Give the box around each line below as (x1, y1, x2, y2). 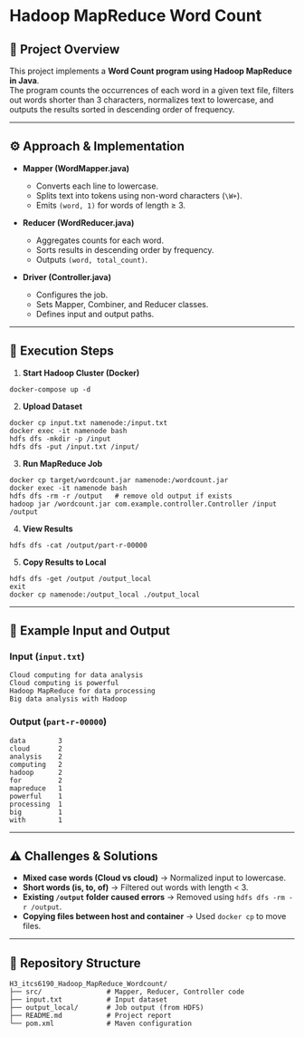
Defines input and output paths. (35, 308, 155, 319)
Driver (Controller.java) (22, 271, 111, 282)
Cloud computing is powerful (9, 679, 119, 688)
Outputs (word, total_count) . (35, 254, 147, 265)
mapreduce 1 (9, 783, 63, 793)
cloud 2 (9, 744, 63, 753)
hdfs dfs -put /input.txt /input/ (9, 441, 140, 451)
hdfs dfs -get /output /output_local (9, 574, 152, 583)
